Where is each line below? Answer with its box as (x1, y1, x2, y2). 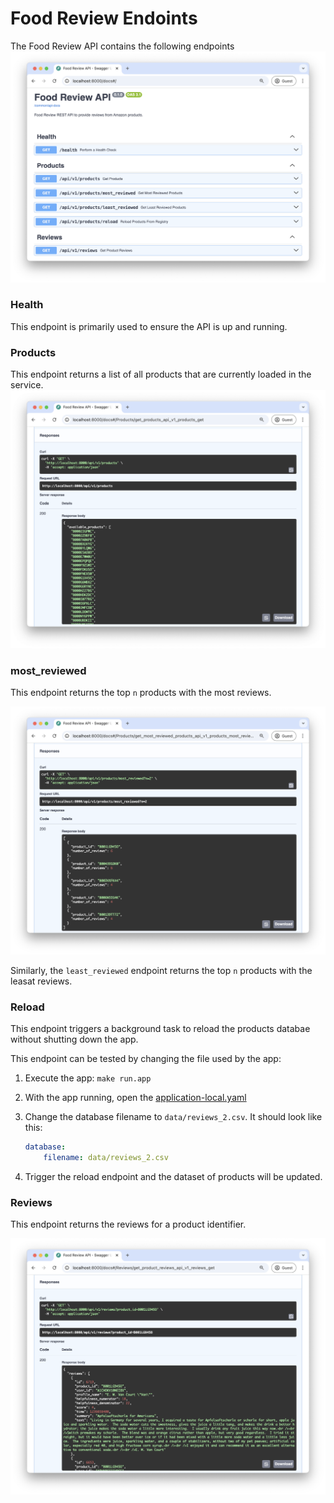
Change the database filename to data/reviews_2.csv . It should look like (24, 1111, 323, 1123)
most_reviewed (10, 663, 87, 677)
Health (10, 298, 44, 312)
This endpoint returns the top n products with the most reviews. (10, 686, 272, 698)
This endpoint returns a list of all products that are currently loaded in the (10, 368, 312, 381)
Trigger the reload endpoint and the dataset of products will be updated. (24, 1171, 323, 1183)
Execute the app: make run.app (24, 1072, 152, 1084)
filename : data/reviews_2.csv (43, 1153, 169, 1163)
